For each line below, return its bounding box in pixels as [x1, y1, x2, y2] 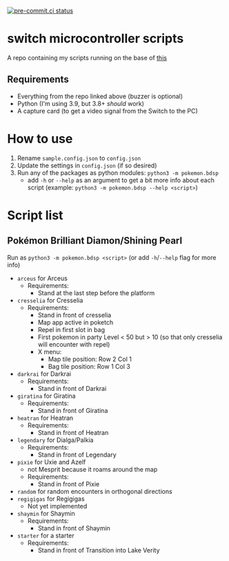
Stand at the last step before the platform [37, 288, 155, 297]
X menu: [37, 347, 62, 356]
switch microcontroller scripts [7, 31, 184, 46]
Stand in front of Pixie [37, 479, 100, 488]
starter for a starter [17, 531, 74, 540]
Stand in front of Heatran [37, 428, 109, 436]
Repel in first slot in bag [37, 325, 106, 333]
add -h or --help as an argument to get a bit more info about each [27, 176, 215, 184]
